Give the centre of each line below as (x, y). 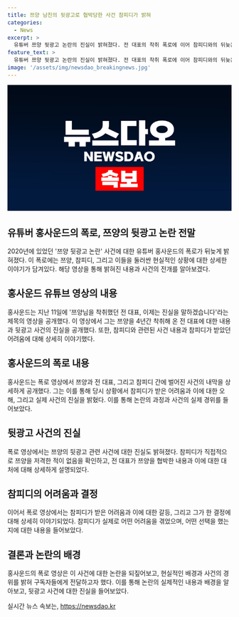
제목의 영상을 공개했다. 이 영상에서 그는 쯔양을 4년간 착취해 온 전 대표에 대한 (113, 321)
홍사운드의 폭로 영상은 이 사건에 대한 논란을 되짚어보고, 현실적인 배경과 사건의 (115, 574)
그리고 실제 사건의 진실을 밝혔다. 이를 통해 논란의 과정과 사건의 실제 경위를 (119, 399)
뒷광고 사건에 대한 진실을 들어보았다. (79, 591)
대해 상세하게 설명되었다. (55, 469)
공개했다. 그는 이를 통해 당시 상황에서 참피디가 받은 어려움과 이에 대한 (122, 391)
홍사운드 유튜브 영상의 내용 (62, 294)
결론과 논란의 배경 (44, 555)
